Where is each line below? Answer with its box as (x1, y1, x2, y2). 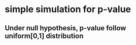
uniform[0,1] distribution (5, 31, 84, 40)
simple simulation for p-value (5, 4, 131, 15)
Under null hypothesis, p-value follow (5, 24, 126, 32)
